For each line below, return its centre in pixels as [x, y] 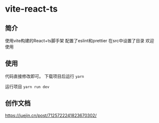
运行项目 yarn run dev [27, 87]
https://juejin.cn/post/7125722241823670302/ [51, 115]
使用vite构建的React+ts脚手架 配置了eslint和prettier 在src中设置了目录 [75, 41]
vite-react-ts [32, 9]
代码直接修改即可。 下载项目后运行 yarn [45, 76]
